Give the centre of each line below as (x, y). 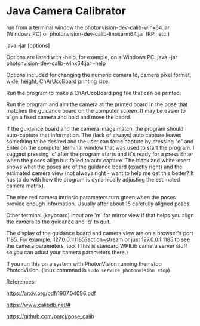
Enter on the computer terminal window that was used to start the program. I (100, 147)
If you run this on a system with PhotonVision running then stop (84, 263)
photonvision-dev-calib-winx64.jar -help (56, 63)
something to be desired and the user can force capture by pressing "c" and (100, 141)
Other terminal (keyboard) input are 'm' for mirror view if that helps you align (100, 215)
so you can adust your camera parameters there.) (67, 252)
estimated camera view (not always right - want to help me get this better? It (100, 173)
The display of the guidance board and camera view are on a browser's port (100, 233)
